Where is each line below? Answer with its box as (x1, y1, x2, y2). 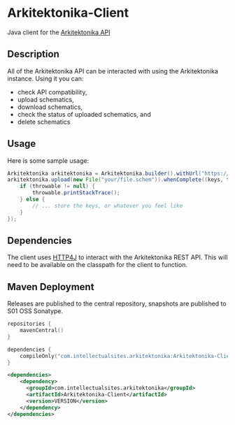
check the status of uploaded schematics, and (17, 110, 152, 118)
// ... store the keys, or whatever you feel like (32, 202, 183, 209)
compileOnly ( (20, 352, 58, 359)
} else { (20, 196, 45, 203)
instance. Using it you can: (7, 74, 84, 82)
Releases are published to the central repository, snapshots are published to (7, 299, 227, 308)
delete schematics (17, 117, 71, 126)
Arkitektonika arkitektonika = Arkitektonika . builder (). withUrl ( (7, 170, 201, 177)
